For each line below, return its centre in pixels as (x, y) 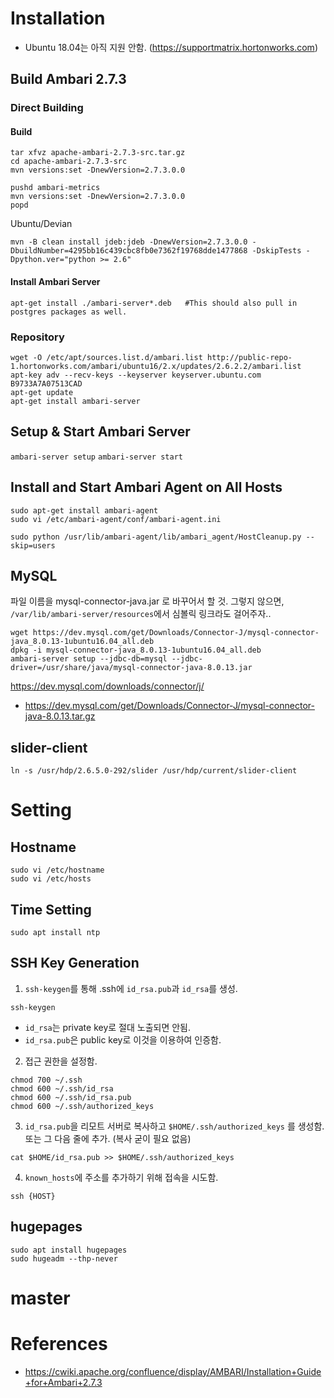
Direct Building (47, 108)
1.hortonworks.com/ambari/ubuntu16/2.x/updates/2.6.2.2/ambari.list (156, 366)
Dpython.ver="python (53, 260)
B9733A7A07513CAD (46, 383)
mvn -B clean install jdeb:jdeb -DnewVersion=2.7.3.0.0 (129, 242)
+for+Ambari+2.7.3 (63, 1382)
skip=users (33, 545)
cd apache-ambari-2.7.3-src (69, 162)
